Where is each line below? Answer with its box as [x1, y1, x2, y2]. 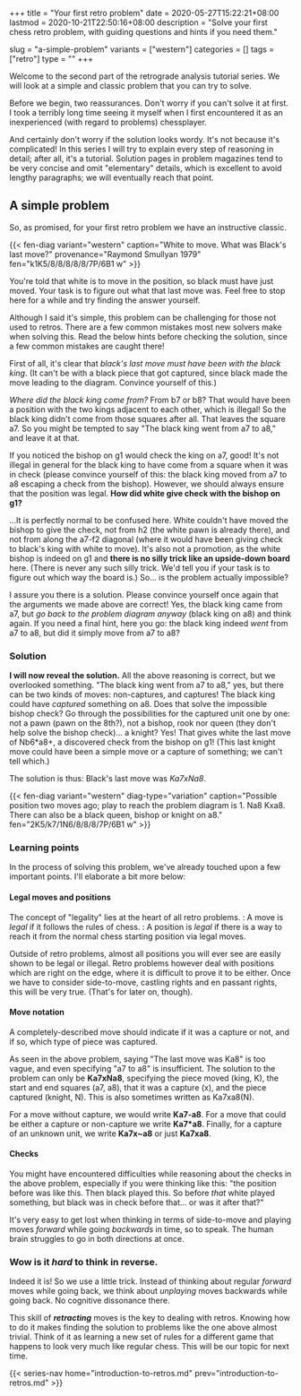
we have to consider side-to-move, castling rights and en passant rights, [9, 977, 278, 987]
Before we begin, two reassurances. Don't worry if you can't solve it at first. [9, 98, 289, 108]
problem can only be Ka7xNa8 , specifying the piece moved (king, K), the [9, 1073, 279, 1083]
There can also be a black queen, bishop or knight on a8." [9, 810, 223, 821]
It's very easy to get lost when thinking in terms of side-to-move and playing [9, 1214, 292, 1226]
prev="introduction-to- [193, 1368, 279, 1379]
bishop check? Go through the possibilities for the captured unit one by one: [9, 708, 290, 720]
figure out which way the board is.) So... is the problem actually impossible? [9, 572, 289, 582]
